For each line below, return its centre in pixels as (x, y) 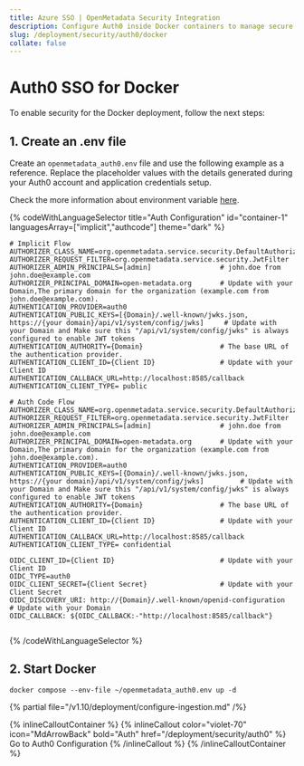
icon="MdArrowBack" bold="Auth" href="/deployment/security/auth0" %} (148, 733)
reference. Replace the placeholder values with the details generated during (151, 172)
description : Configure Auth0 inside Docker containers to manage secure (152, 26)
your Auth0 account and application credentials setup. (111, 182)
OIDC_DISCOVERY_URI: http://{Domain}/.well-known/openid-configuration (147, 600)
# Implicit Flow (40, 244)
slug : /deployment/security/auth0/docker (89, 34)
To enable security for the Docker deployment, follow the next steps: (137, 113)
